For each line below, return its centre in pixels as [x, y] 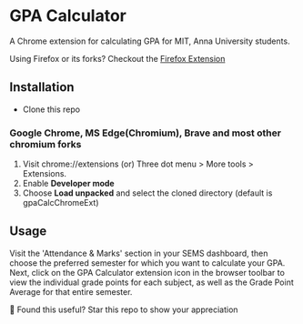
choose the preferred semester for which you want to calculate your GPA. [147, 263]
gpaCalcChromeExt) [61, 203]
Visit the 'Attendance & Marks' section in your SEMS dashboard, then [139, 253]
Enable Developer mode [69, 184]
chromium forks [45, 144]
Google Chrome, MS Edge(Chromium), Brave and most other [146, 133]
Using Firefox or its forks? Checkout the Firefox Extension [117, 58]
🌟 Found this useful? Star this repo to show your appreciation [124, 309]
